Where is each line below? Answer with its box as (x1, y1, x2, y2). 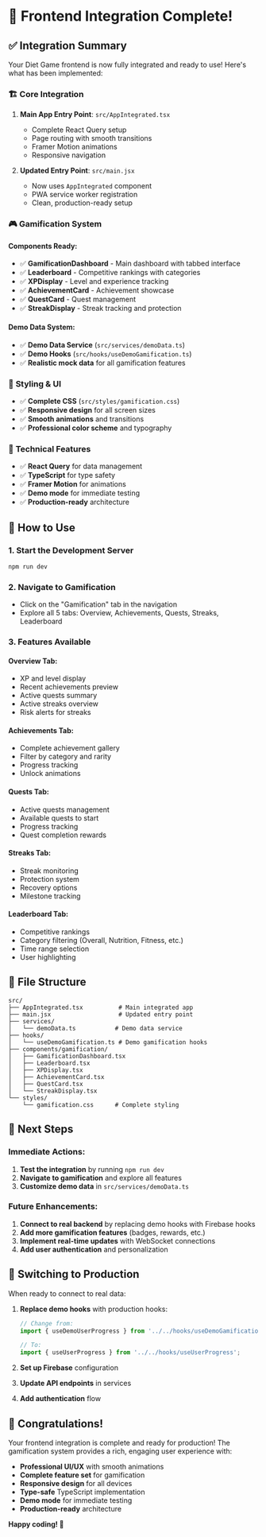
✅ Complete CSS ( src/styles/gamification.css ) (19, 396, 180, 406)
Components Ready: (8, 241, 78, 250)
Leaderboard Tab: (8, 910, 69, 919)
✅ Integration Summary (8, 39, 127, 52)
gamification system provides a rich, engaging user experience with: (8, 1446, 233, 1456)
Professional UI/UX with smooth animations (19, 1461, 164, 1471)
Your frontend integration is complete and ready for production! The (8, 1438, 230, 1447)
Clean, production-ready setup (31, 198, 133, 208)
